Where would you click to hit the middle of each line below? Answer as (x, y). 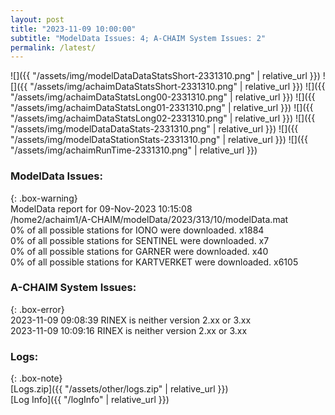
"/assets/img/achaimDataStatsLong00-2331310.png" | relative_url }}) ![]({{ (163, 97)
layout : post (37, 19)
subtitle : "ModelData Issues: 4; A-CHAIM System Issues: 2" (138, 38)
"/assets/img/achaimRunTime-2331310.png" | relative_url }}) (134, 150)
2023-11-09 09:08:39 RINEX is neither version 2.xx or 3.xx (131, 320)
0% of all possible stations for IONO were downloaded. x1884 (137, 230)
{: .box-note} (36, 378)
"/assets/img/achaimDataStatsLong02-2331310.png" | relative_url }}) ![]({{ (163, 118)
